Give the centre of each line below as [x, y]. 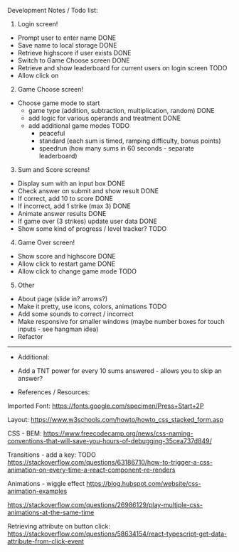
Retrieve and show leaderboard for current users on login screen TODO [122, 68]
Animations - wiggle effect [46, 483]
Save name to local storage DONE [67, 45]
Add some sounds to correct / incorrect [75, 314]
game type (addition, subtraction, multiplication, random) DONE [121, 110]
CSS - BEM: [25, 433]
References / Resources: [54, 392]
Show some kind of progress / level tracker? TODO [92, 229]
